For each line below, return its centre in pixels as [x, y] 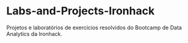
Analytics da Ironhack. [34, 33]
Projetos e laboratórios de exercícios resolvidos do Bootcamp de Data [94, 27]
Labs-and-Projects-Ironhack [81, 11]
